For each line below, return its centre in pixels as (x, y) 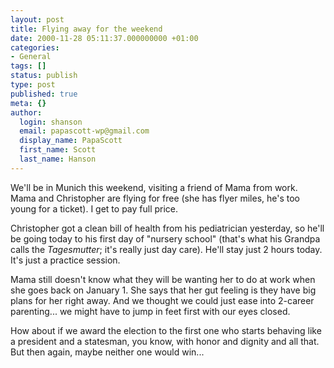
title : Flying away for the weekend (86, 29)
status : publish (44, 76)
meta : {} (28, 103)
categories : (35, 47)
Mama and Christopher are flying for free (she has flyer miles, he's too (155, 198)
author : (26, 112)
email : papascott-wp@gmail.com (84, 131)
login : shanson (51, 122)
